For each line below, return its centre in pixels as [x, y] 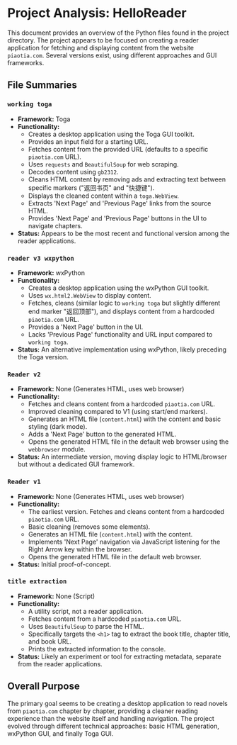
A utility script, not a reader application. [86, 611]
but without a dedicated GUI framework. [76, 464]
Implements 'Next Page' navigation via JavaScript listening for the [124, 542]
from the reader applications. [60, 663]
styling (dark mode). [58, 427]
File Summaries [42, 85]
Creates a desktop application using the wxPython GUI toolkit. [118, 288]
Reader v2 [24, 374]
